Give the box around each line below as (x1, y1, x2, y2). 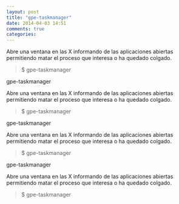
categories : (6, 31, 36, 38)
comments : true (6, 25, 45, 32)
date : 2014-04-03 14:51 (6, 20, 67, 26)
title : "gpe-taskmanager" (6, 15, 72, 21)
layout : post (6, 8, 39, 15)
